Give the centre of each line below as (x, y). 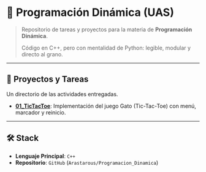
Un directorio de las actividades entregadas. (62, 94)
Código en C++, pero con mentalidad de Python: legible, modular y (106, 48)
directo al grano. (42, 54)
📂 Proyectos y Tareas (48, 79)
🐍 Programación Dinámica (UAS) (90, 13)
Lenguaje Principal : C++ (45, 156)
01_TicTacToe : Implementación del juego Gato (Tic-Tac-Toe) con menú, (105, 106)
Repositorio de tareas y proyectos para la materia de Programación (107, 29)
